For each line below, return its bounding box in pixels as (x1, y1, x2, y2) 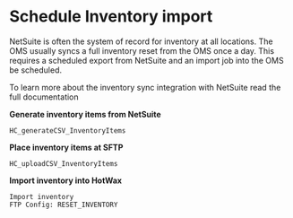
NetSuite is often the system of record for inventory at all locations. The (9, 36, 273, 47)
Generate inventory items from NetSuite (9, 109, 161, 119)
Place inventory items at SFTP (9, 142, 124, 153)
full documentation (9, 92, 79, 102)
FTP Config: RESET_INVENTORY (9, 200, 118, 209)
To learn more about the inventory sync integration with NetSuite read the (9, 82, 281, 92)
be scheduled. (9, 65, 63, 75)
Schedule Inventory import (9, 6, 213, 27)
